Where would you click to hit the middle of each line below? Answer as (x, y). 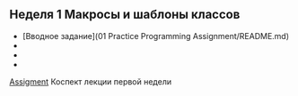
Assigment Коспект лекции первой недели (91, 81)
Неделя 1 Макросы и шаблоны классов (125, 15)
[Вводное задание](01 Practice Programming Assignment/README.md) (156, 36)
